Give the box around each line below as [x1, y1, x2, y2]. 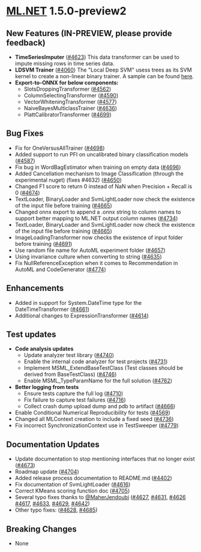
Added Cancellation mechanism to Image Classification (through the [14, 170, 184, 177]
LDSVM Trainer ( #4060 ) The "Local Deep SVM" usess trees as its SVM [14, 66, 192, 73]
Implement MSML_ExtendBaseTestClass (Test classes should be [23, 364, 184, 372]
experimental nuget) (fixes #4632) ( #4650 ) [14, 176, 122, 183]
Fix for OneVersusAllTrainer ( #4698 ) [14, 144, 105, 152]
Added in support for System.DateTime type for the [14, 299, 142, 306]
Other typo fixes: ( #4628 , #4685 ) [14, 506, 98, 514]
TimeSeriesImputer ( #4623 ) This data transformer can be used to [14, 54, 180, 61]
